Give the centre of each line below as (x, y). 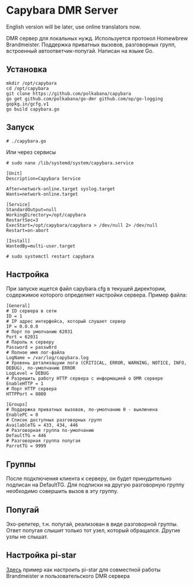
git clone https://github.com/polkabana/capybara (69, 93)
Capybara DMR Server (62, 10)
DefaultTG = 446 (26, 436)
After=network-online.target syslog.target (61, 189)
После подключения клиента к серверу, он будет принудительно (89, 479)
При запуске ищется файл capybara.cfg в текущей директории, (86, 289)
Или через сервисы (31, 152)
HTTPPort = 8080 (26, 394)
